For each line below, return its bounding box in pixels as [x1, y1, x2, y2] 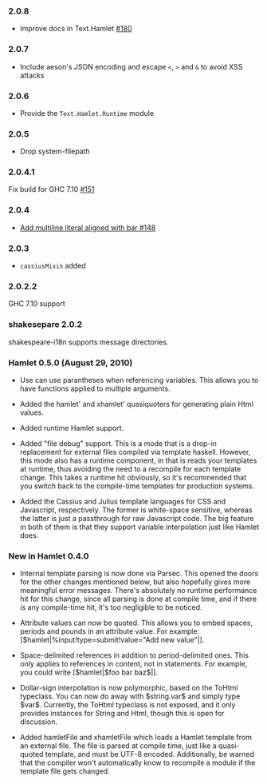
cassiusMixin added [19, 261, 86, 271]
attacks [19, 70, 45, 80]
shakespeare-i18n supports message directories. [8, 337, 169, 347]
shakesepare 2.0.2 [8, 319, 83, 330]
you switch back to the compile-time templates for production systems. [19, 481, 255, 491]
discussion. [19, 717, 58, 726]
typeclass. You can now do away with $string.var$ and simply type [19, 691, 241, 701]
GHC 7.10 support [8, 299, 65, 308]
